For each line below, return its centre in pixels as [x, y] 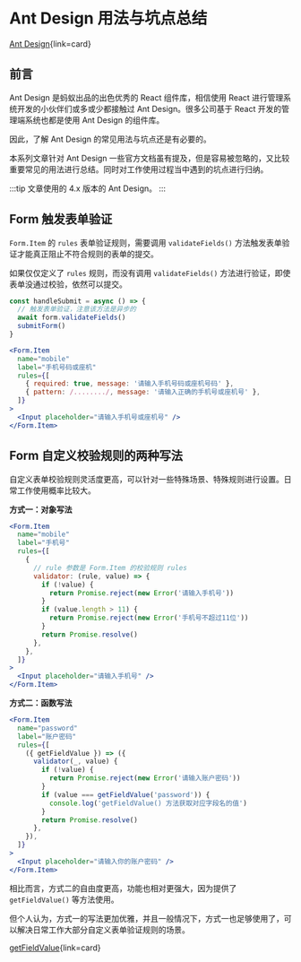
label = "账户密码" [47, 736]
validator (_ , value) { [75, 762]
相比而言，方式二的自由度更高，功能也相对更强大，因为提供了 [123, 888]
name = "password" [47, 728]
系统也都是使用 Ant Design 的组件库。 [95, 120]
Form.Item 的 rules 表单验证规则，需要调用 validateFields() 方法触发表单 [146, 242]
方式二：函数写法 [41, 703]
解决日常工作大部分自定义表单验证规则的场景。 [103, 930]
